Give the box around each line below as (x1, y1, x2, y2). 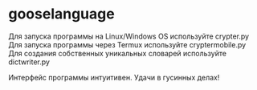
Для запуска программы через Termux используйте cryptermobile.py (8, 39, 247, 49)
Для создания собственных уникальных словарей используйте (8, 48, 227, 58)
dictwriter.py (8, 57, 51, 67)
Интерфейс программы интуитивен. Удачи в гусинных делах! (8, 72, 220, 82)
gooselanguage (8, 5, 115, 23)
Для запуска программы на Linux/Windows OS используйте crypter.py (8, 31, 250, 41)
